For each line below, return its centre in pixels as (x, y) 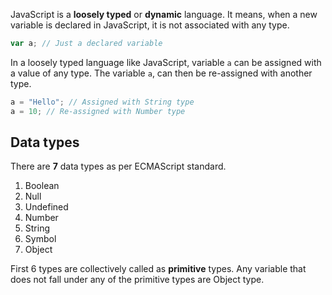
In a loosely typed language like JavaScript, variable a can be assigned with (166, 62)
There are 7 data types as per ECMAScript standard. (118, 166)
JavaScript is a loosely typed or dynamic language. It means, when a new (164, 14)
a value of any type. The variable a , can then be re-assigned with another (161, 73)
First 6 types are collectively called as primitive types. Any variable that (158, 269)
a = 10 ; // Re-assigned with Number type (98, 111)
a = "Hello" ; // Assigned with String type (102, 102)
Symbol (40, 239)
